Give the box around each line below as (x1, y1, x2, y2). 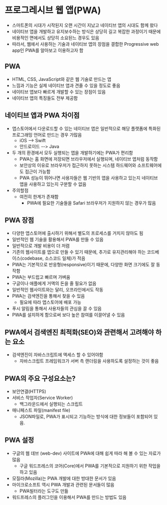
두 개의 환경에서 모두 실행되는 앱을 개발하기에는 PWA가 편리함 (12, 149, 133, 156)
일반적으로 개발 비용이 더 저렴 (12, 243, 70, 249)
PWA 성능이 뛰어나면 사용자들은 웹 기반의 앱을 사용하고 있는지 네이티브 (19, 174, 158, 181)
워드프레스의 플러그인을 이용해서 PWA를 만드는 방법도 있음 (12, 494, 127, 500)
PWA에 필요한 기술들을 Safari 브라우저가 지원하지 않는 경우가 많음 (27, 199, 156, 206)
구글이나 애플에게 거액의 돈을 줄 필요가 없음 (12, 280, 97, 286)
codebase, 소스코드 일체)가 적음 (22, 255, 86, 261)
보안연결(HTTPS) (12, 388, 46, 394)
